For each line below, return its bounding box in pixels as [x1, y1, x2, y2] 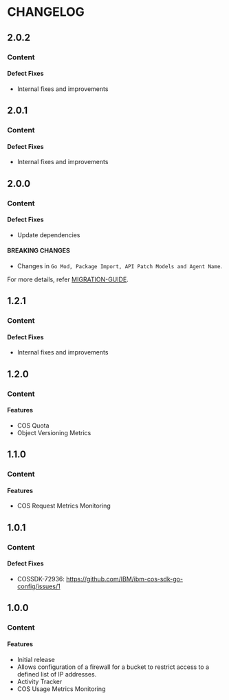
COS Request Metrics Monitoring [17, 501, 111, 510]
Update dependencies [17, 230, 80, 239]
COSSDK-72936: [17, 575, 65, 583]
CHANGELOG [7, 4, 85, 20]
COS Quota [17, 421, 50, 430]
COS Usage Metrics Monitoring [17, 684, 106, 693]
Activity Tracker [17, 677, 63, 686]
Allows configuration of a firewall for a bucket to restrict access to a [17, 663, 210, 671]
